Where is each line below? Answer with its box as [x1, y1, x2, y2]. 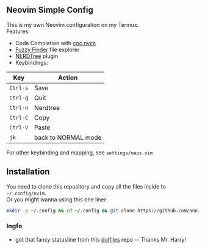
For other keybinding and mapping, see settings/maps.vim [6, 149, 153, 156]
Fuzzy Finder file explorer [15, 46, 80, 53]
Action [57, 73, 78, 82]
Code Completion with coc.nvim [15, 39, 96, 46]
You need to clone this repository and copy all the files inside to [6, 182, 166, 190]
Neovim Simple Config [6, 5, 93, 15]
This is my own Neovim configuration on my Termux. [6, 21, 139, 28]
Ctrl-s [9, 84, 29, 91]
